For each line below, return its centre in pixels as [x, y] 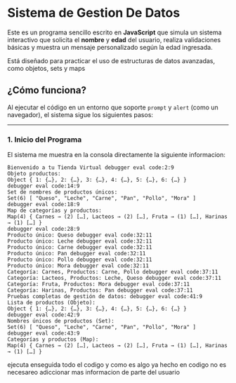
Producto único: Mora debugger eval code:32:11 [78, 266]
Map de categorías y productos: [54, 211]
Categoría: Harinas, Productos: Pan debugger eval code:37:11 [100, 290]
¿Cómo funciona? [47, 90]
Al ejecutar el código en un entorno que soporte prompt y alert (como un [113, 107]
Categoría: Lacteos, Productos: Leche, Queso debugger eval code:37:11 [114, 278]
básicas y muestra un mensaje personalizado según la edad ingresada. [110, 47]
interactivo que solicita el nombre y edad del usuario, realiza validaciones [114, 39]
